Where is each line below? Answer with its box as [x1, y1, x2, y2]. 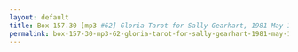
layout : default [9, 12, 69, 22]
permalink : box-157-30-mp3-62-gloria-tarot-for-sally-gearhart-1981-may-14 [9, 29, 295, 38]
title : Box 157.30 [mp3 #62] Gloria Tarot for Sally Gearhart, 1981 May [9, 21, 284, 30]
